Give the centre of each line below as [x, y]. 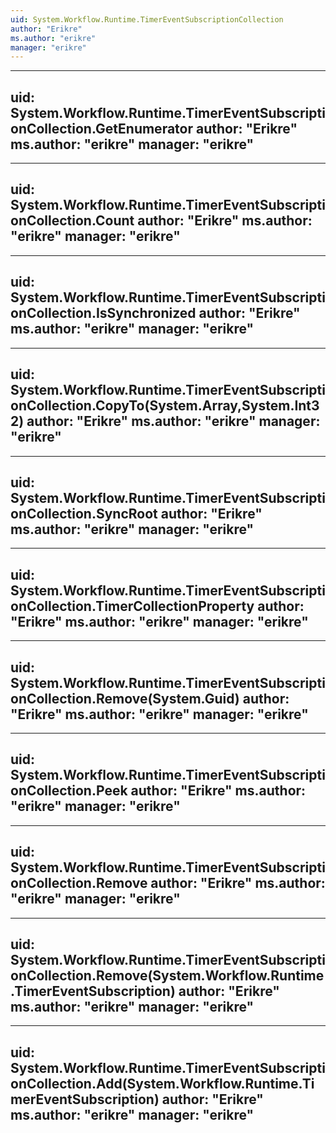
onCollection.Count [72, 221]
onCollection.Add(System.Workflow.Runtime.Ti [162, 1083]
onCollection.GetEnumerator [102, 128]
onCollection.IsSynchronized [103, 313]
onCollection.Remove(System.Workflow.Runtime [167, 975]
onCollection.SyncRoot [84, 513]
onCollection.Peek [69, 791]
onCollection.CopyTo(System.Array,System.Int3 [165, 406]
